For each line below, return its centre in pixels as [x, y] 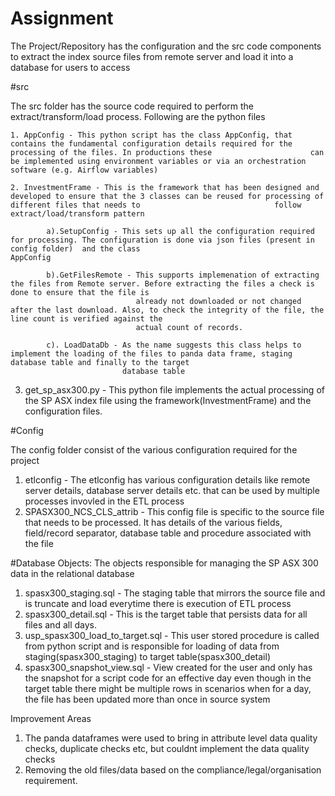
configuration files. [63, 411]
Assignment [62, 18]
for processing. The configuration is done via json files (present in [162, 240]
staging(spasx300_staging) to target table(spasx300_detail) [147, 656]
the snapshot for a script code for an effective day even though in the [168, 678]
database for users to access [70, 67]
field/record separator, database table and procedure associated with [168, 533]
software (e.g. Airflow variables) [84, 170]
